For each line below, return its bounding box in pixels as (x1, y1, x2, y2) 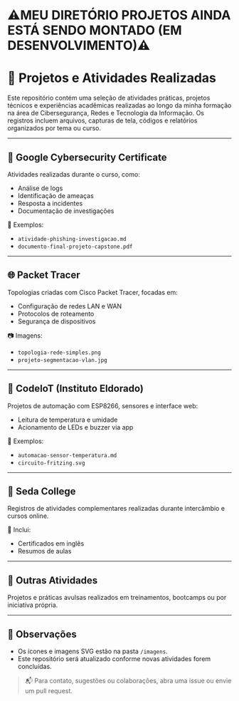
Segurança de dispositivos (17, 317, 96, 326)
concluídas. (17, 663, 52, 670)
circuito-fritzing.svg (17, 459, 85, 467)
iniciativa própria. (7, 601, 58, 609)
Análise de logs (17, 184, 63, 192)
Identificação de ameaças (17, 191, 94, 199)
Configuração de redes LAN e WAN (17, 301, 122, 310)
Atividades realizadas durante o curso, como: (7, 170, 140, 178)
